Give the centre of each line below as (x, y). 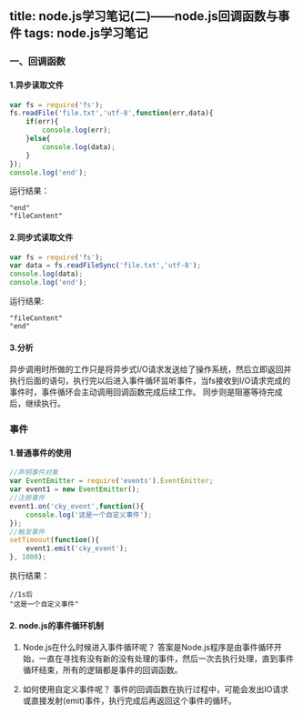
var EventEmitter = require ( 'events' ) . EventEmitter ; (111, 481)
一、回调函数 (38, 62)
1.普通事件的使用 (40, 452)
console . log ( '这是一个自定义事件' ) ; (89, 515)
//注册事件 (27, 498)
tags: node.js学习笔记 (86, 33)
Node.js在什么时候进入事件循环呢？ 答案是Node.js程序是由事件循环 (148, 648)
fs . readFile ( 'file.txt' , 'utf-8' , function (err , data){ (111, 113)
